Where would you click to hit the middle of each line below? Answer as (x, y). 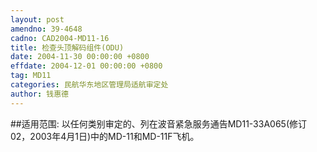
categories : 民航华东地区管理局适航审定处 (89, 85)
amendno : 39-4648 (46, 29)
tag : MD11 (31, 76)
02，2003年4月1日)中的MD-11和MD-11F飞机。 (105, 136)
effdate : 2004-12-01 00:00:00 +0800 (86, 66)
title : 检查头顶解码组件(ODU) (67, 47)
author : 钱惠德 (39, 94)
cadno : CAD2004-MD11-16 (60, 38)
